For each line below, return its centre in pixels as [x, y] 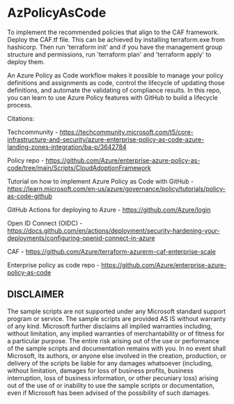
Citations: [21, 118]
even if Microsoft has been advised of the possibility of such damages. [109, 393]
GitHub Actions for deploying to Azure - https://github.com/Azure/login [109, 209]
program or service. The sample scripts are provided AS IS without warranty [117, 318]
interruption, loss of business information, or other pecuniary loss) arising [113, 377]
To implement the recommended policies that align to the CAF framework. [113, 32]
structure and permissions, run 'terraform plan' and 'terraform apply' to [109, 54]
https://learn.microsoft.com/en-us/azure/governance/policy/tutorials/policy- [117, 188]
